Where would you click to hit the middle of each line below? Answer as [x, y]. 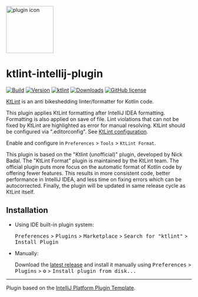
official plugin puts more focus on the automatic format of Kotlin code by [94, 166]
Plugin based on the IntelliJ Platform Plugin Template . [71, 288]
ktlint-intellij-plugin [55, 74]
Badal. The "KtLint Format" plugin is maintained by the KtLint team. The [93, 161]
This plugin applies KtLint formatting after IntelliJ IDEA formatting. [86, 113]
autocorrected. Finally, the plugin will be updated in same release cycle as [96, 185]
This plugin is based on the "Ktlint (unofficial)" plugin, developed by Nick [94, 154]
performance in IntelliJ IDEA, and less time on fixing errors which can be [94, 179]
